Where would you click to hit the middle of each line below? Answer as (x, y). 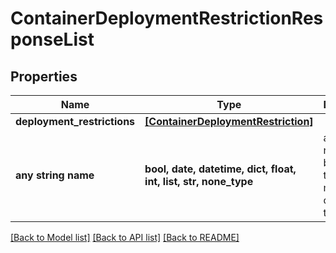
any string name (55, 175)
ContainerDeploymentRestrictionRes (167, 18)
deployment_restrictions (75, 121)
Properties (44, 76)
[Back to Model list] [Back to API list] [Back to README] (125, 237)
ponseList (52, 39)
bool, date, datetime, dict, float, (220, 169)
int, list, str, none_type (199, 181)
